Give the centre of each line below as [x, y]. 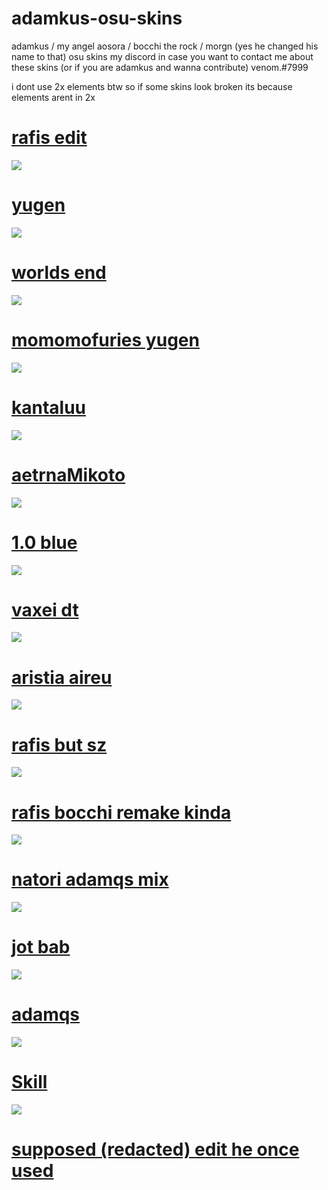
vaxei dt [45, 609]
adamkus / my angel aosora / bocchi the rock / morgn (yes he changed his [165, 46]
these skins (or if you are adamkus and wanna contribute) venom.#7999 [160, 67]
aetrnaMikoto [68, 474]
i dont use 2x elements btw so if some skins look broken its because [152, 86]
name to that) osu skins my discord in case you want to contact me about [162, 56]
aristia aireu [62, 677]
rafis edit [49, 138]
